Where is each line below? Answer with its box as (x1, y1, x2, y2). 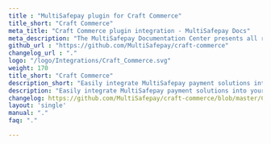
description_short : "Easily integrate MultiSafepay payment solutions (8, 79, 251, 87)
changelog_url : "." (8, 49, 78, 57)
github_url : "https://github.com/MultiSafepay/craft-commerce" (8, 42, 229, 50)
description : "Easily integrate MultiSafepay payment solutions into (8, 86, 248, 95)
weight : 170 (8, 64, 48, 72)
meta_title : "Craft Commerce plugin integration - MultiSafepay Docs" (8, 27, 251, 35)
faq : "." (8, 117, 38, 125)
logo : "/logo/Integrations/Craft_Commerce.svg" (8, 57, 172, 65)
